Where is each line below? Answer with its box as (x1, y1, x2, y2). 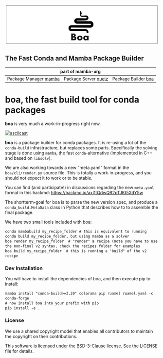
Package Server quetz (64, 76, 109, 82)
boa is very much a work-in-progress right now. (5, 121, 101, 126)
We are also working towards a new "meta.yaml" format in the (5, 165, 129, 170)
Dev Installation (5, 265, 43, 272)
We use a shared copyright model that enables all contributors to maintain (5, 328, 153, 334)
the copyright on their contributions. (5, 333, 77, 339)
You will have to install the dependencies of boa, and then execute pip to (5, 276, 151, 282)
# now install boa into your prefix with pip (5, 301, 99, 306)
